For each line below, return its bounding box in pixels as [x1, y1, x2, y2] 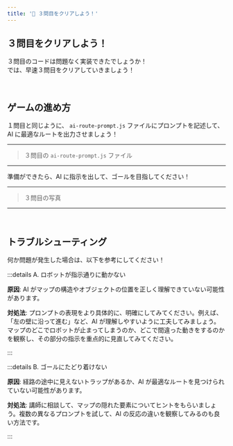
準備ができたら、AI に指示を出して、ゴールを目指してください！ [7, 173, 191, 181]
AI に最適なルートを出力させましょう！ [7, 130, 119, 139]
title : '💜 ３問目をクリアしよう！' [7, 10, 98, 17]
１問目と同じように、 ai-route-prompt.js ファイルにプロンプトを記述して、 [7, 121, 224, 130]
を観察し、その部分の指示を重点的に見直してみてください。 [7, 334, 178, 343]
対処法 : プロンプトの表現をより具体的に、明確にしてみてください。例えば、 [7, 309, 223, 317]
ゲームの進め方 [7, 101, 71, 113]
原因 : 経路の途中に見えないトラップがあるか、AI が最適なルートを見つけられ [7, 377, 225, 386]
